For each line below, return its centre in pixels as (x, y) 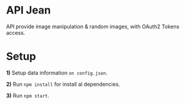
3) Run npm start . (28, 95)
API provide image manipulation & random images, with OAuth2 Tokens (93, 26)
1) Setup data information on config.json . (57, 73)
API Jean (29, 10)
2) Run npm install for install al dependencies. (63, 84)
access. (16, 32)
